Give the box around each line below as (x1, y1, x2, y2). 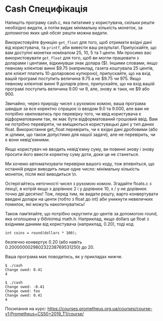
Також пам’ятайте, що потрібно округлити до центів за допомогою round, (5, 210, 158, 216)
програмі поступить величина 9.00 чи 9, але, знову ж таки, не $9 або (5, 86, 150, 92)
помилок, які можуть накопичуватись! (5, 201, 85, 207)
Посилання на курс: (5, 305, 47, 311)
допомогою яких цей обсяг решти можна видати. (5, 30, 108, 36)
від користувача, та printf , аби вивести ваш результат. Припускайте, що (5, 44, 157, 50)
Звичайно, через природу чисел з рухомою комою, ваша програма (5, 100, 146, 106)
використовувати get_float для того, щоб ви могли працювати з (5, 55, 139, 60)
